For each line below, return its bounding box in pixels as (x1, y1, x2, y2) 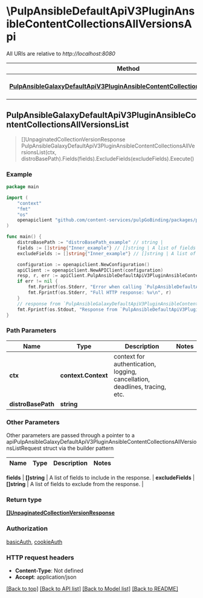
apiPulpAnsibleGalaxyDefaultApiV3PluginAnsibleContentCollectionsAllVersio (6, 438, 197, 446)
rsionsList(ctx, (21, 148, 57, 155)
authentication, (114, 360, 156, 368)
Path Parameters (6, 327, 56, 335)
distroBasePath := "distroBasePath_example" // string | (17, 239, 164, 245)
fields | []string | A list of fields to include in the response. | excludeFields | (6, 474, 195, 481)
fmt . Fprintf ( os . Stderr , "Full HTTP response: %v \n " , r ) (28, 290, 172, 296)
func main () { (6, 234, 42, 240)
